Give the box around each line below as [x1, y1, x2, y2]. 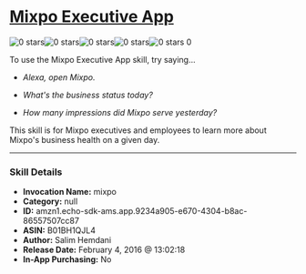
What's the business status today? [22, 89, 153, 100]
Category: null [22, 196, 78, 207]
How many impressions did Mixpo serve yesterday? [22, 107, 218, 117]
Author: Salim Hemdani [22, 235, 112, 246]
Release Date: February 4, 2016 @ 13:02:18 [22, 244, 186, 256]
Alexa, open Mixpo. [22, 71, 96, 83]
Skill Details [9, 166, 63, 178]
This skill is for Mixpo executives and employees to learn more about [9, 125, 267, 136]
